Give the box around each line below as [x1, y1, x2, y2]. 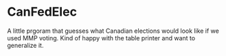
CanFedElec [7, 4, 78, 20]
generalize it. [7, 41, 44, 49]
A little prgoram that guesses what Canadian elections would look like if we [7, 27, 220, 35]
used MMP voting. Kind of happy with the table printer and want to [7, 33, 196, 42]
